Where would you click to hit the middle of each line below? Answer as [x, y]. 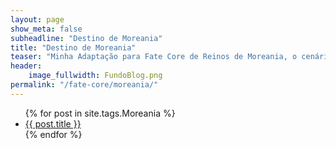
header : [26, 66]
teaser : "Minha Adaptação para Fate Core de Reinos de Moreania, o [154, 57]
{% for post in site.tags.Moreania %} [100, 113]
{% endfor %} [53, 134]
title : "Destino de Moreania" [73, 47]
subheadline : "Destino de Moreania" [86, 38]
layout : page [37, 19]
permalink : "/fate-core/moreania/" [84, 85]
